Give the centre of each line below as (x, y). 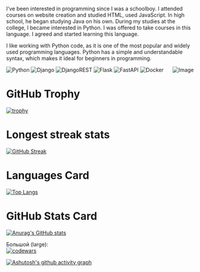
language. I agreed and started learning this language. (73, 34)
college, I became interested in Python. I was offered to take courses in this (99, 27)
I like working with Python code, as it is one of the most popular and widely (98, 45)
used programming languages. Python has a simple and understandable (94, 52)
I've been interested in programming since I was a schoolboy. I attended (95, 9)
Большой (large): (27, 244)
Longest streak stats (58, 135)
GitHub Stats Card (52, 216)
